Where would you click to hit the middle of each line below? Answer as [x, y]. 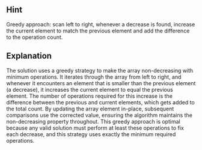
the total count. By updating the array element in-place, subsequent [90, 109]
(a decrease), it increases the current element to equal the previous [90, 89]
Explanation [29, 56]
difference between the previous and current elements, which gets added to [101, 102]
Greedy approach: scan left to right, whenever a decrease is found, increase [101, 24]
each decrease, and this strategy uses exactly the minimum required [91, 134]
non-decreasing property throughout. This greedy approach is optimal [93, 121]
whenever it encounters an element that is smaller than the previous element [101, 83]
